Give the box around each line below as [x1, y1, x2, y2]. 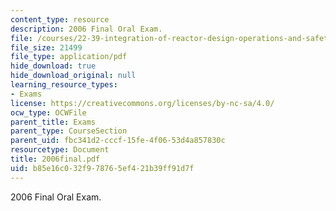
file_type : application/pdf [10, 52, 128, 62]
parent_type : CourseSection [10, 126, 128, 136]
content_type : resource [10, 14, 110, 25]
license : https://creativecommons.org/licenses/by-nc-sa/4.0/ [10, 98, 275, 108]
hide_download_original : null [10, 71, 137, 81]
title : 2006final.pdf [10, 154, 101, 164]
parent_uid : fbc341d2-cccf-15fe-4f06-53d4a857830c [10, 136, 226, 146]
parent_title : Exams [10, 117, 97, 127]
